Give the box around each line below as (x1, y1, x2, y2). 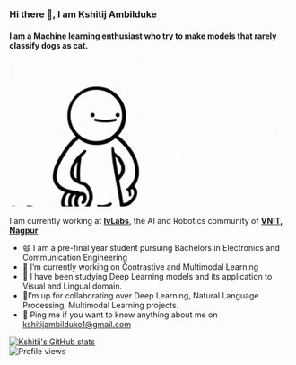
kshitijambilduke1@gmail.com (22, 319, 132, 330)
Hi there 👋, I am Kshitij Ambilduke (9, 8, 157, 21)
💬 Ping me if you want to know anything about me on (22, 309, 218, 320)
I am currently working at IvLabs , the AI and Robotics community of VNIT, (9, 216, 283, 227)
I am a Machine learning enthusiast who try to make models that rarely (9, 31, 277, 41)
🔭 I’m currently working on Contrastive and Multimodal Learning (22, 262, 259, 272)
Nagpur (9, 225, 39, 236)
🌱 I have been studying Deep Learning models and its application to (22, 272, 273, 282)
